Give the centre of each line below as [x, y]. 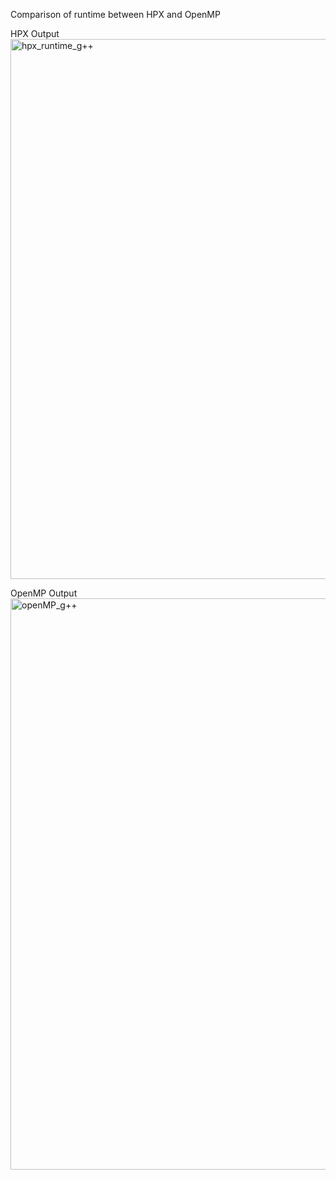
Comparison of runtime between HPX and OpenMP [115, 14]
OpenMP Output [44, 593]
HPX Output [35, 33]
